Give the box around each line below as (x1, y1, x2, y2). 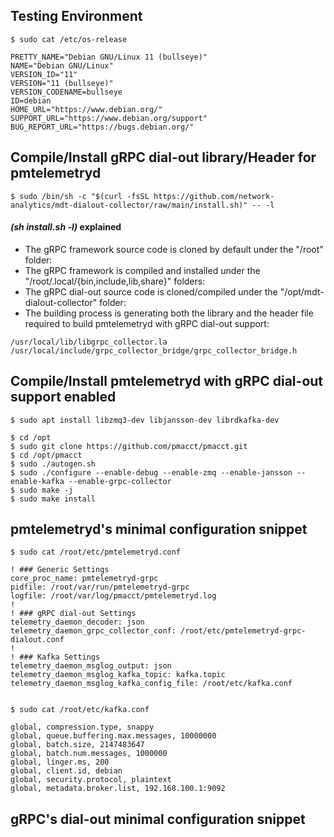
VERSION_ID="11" (10, 69, 78, 79)
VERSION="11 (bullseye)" (10, 78, 114, 88)
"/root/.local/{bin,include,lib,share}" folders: (24, 275, 206, 287)
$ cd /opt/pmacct (10, 450, 83, 460)
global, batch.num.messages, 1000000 (10, 749, 168, 759)
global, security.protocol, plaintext (10, 775, 172, 785)
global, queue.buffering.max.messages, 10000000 (10, 731, 217, 741)
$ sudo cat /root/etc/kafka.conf (10, 705, 150, 715)
